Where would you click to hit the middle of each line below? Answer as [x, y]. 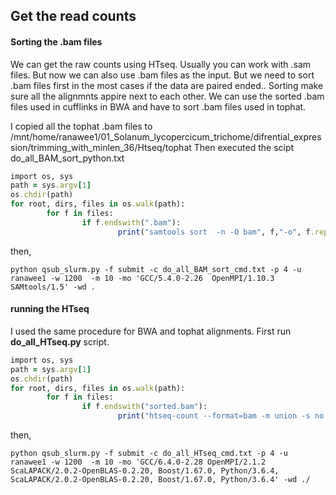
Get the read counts [73, 16]
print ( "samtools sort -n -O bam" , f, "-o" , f [214, 232]
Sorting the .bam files [56, 41]
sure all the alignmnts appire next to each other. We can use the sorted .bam [167, 96]
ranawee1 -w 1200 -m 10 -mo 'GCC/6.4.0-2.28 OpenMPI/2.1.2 [138, 462]
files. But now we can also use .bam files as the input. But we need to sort [162, 75]
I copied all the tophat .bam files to [81, 126]
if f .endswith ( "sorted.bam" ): [144, 407]
